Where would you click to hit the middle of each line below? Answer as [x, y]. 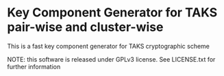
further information [34, 66]
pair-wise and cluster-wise [85, 27]
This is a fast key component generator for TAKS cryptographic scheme [109, 46]
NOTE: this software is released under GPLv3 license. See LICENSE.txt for [111, 59]
